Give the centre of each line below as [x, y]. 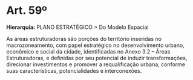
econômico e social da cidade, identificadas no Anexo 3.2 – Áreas [88, 51]
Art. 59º [27, 11]
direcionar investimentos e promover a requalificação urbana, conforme [96, 64]
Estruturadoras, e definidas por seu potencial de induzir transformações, [97, 58]
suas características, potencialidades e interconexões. [74, 70]
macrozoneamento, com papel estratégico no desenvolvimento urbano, [95, 45]
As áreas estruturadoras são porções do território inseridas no [84, 38]
